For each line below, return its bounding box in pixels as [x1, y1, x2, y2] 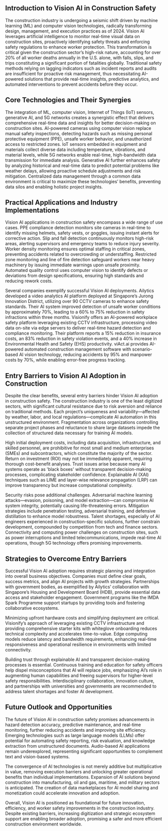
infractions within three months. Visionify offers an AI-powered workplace [5, 314, 157, 320]
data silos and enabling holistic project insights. [5, 184, 103, 190]
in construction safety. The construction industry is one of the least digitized [5, 398, 162, 404]
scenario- [132, 346, 152, 353]
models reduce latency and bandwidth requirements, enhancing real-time [5, 636, 156, 642]
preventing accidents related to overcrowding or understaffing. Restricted [5, 251, 156, 257]
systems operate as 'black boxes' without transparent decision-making [5, 466, 151, 472]
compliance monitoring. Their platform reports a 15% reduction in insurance [5, 330, 161, 337]
